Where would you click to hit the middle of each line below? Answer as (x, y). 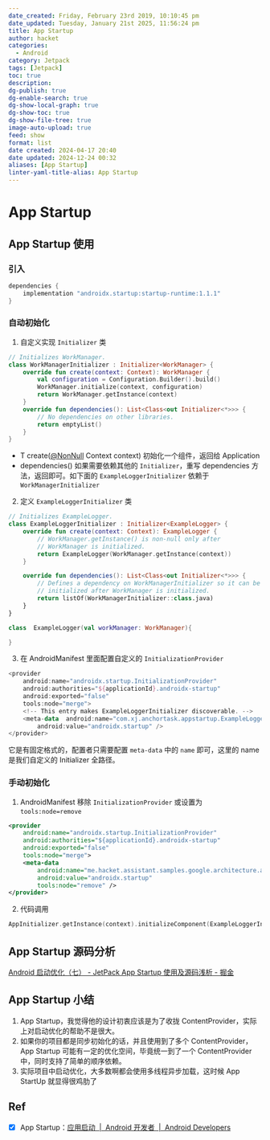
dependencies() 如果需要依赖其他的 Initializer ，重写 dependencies (135, 466)
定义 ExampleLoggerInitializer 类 (76, 501)
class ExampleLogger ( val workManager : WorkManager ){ (100, 627)
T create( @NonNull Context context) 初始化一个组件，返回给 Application (140, 456)
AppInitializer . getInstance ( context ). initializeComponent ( (109, 925)
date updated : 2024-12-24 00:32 (62, 157)
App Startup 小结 (51, 1000)
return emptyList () (70, 424)
